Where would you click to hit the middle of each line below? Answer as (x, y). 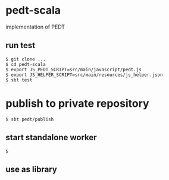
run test (21, 45)
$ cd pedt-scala (26, 64)
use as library (31, 169)
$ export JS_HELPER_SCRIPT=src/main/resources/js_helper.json (84, 75)
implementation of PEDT (35, 27)
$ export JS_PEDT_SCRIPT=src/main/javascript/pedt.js (74, 70)
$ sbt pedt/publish (30, 119)
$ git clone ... (26, 59)
